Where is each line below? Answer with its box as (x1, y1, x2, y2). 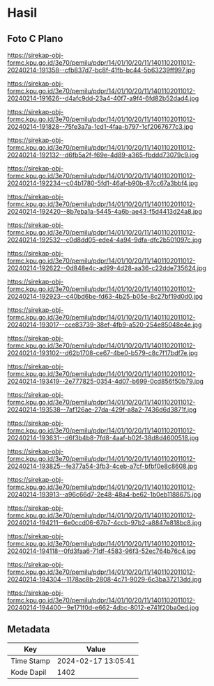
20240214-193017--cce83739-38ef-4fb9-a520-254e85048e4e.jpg (7, 320, 202, 329)
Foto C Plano (7, 33, 63, 45)
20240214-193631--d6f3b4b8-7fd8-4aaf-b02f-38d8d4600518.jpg (7, 434, 199, 442)
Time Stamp (10, 656, 51, 666)
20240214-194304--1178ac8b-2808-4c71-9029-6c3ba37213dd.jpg (7, 575, 202, 583)
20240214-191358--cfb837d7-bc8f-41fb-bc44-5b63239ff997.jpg (7, 66, 195, 74)
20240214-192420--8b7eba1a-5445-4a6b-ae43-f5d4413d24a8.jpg (7, 208, 202, 215)
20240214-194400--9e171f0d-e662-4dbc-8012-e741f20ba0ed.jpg (7, 604, 199, 611)
